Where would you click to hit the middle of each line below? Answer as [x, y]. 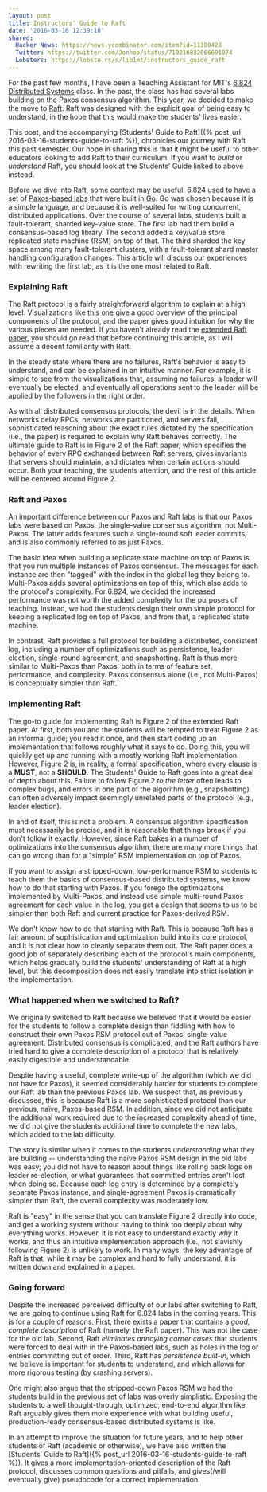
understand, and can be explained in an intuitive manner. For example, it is [130, 371]
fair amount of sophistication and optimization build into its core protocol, [128, 936]
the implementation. [41, 979]
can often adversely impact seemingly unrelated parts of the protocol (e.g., [131, 797]
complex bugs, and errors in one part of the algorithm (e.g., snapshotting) [129, 789]
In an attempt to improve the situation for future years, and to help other [126, 1437]
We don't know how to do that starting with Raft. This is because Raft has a [131, 929]
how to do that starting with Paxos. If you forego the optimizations [116, 887]
